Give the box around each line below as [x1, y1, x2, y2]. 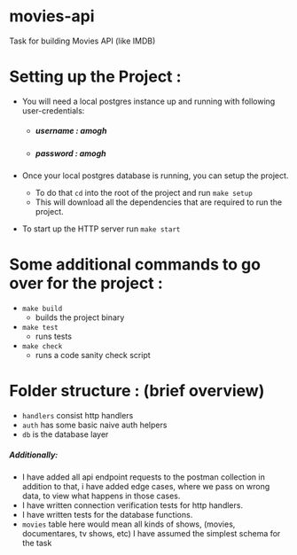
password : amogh [35, 148, 106, 159]
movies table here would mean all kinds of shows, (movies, [21, 519, 236, 529]
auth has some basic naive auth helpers [21, 419, 168, 431]
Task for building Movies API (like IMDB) [9, 35, 156, 46]
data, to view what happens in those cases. [21, 490, 181, 502]
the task [21, 538, 52, 549]
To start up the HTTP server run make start [21, 223, 181, 234]
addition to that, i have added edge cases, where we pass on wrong [21, 481, 270, 492]
